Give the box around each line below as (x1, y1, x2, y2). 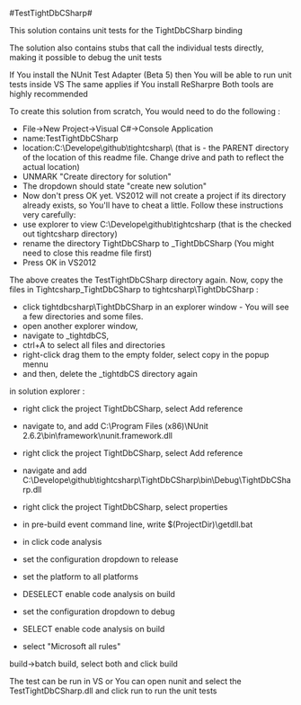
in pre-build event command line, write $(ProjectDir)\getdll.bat (22, 519, 253, 530)
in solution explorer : (9, 386, 85, 397)
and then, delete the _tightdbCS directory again (22, 369, 198, 379)
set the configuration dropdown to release (22, 554, 179, 565)
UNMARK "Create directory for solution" (22, 171, 173, 182)
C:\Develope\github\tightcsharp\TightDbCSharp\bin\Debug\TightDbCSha (22, 475, 292, 485)
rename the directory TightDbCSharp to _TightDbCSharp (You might (22, 238, 275, 248)
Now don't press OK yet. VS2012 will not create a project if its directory (22, 191, 287, 201)
